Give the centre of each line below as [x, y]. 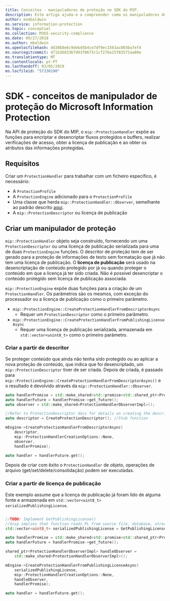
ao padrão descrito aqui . [38, 207]
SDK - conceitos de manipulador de [81, 96]
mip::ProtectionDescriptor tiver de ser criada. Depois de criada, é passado [84, 370]
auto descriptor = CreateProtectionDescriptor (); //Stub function [77, 418]
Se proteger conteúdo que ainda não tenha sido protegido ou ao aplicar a [82, 359]
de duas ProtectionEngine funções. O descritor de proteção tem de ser [79, 252]
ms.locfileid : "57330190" [32, 71]
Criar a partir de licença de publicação [53, 484]
